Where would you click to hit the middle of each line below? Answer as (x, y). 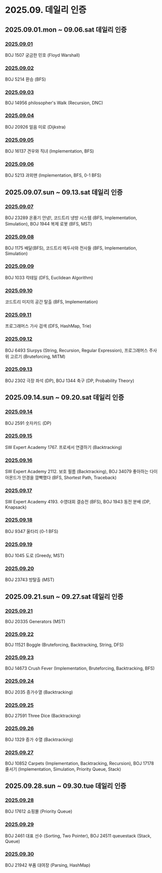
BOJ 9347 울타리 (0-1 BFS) (32, 531)
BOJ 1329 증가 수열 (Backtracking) (39, 739)
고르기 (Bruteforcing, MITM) (38, 356)
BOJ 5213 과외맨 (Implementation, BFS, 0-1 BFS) (53, 175)
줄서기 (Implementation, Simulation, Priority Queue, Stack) (63, 769)
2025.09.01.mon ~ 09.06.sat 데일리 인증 (66, 30)
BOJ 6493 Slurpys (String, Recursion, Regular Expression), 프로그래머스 (76, 350)
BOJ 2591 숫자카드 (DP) (28, 423)
